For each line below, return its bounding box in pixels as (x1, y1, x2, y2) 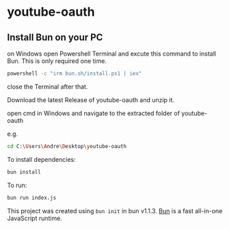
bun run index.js (7, 194, 57, 201)
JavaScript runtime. (7, 214, 63, 222)
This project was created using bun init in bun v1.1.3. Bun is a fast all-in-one (7, 206, 223, 215)
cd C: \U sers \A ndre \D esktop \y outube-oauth (7, 143, 127, 149)
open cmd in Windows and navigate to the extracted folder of (7, 109, 180, 117)
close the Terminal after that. (7, 82, 88, 91)
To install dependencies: (7, 155, 77, 163)
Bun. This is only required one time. (7, 57, 107, 65)
